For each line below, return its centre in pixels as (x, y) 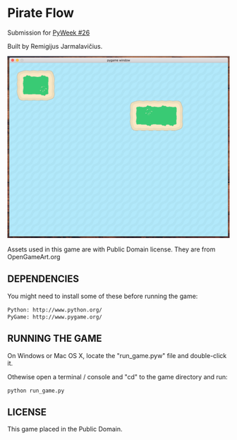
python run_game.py (36, 391)
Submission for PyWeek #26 (49, 32)
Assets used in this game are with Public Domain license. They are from (111, 249)
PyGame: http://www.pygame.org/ (55, 317)
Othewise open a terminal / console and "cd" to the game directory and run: (117, 376)
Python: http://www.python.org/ (55, 310)
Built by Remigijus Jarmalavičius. (55, 46)
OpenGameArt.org (34, 256)
